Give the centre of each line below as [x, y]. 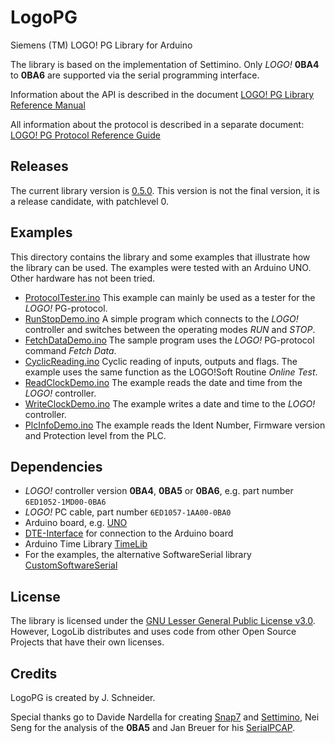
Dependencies [56, 466]
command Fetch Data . [70, 350]
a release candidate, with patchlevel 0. [90, 201]
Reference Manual [48, 105]
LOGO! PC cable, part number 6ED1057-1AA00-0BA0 [128, 512]
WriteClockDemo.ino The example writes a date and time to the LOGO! [170, 403]
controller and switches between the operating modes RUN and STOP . [170, 329]
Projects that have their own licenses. [87, 642]
